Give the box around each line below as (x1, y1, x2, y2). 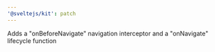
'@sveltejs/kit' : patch (7, 10, 77, 17)
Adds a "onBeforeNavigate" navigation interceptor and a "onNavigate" (7, 29, 209, 37)
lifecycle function (7, 36, 57, 45)
